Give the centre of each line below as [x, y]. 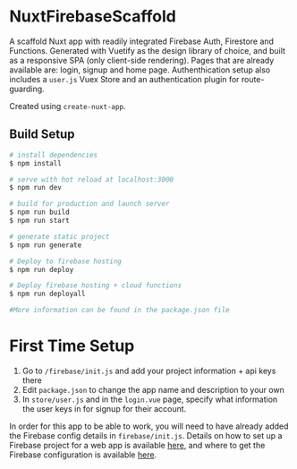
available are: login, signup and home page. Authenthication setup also [140, 70]
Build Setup [42, 135]
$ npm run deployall [48, 294]
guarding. [27, 89]
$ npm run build [39, 212]
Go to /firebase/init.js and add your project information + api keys [149, 371]
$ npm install [36, 163]
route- [253, 79]
